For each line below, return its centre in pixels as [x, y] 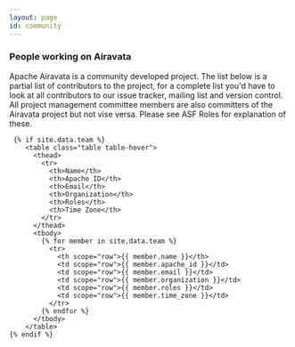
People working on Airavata [70, 57]
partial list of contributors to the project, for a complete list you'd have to [143, 85]
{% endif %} [31, 335]
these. [21, 123]
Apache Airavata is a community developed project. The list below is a [138, 76]
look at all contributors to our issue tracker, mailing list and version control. [146, 95]
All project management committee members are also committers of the [141, 104]
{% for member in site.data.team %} [109, 241]
